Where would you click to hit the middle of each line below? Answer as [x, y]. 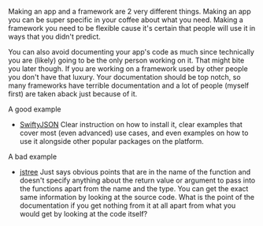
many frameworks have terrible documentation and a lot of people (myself [129, 85]
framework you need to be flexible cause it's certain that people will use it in [132, 28]
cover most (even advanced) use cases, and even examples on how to [134, 133]
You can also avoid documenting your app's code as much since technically [131, 52]
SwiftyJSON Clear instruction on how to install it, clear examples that [131, 124]
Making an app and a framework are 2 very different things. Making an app [130, 11]
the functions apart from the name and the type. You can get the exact [134, 188]
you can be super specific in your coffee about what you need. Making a [126, 20]
